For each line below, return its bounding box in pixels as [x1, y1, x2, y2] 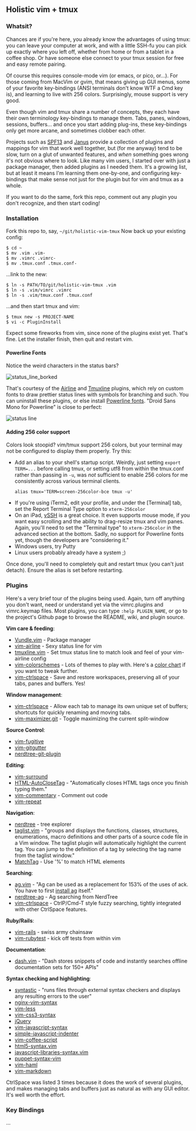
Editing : [6, 761, 25, 768]
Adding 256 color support [6, 428, 70, 435]
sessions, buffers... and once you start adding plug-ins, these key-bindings [6, 120, 187, 128]
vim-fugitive [14, 737, 44, 744]
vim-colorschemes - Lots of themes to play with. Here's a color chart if [14, 661, 186, 668]
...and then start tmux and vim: [6, 302, 80, 310]
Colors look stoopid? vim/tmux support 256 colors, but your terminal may [6, 441, 183, 448]
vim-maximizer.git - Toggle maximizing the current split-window [14, 715, 169, 722]
